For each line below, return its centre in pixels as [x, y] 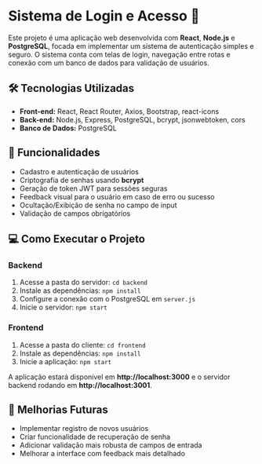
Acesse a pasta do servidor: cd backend [83, 283]
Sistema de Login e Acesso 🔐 [104, 16]
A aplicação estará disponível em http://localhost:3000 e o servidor [119, 377]
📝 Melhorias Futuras [58, 409]
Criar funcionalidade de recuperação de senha [95, 437]
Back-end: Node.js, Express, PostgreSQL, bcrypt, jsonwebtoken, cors [132, 119]
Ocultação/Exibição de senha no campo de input [98, 205]
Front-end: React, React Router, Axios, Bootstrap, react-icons [119, 111]
